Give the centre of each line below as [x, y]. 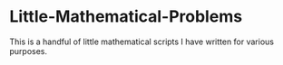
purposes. [29, 51]
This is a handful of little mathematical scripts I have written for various [142, 42]
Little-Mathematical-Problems [126, 17]
